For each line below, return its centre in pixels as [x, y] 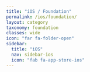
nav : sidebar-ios [32, 55]
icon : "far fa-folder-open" [40, 38]
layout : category [27, 22]
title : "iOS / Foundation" [39, 11]
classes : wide [23, 33]
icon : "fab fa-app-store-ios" [48, 60]
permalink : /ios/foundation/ [41, 17]
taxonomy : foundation [32, 28]
